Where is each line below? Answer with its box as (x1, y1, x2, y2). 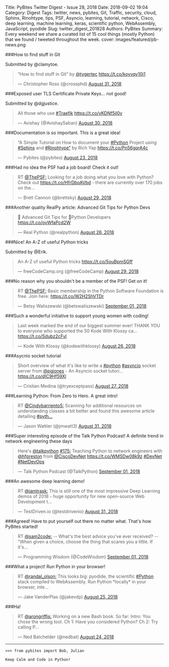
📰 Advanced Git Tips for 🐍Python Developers (17, 214, 111, 220)
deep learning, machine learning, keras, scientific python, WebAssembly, (5, 20, 156, 26)
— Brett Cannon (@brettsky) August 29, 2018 (17, 195, 112, 201)
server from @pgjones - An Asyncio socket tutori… (17, 368, 123, 374)
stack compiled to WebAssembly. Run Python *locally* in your (17, 579, 146, 584)
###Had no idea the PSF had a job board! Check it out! (5, 164, 119, 170)
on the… (17, 185, 35, 191)
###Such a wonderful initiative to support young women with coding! (5, 313, 149, 319)
